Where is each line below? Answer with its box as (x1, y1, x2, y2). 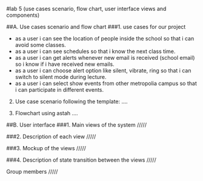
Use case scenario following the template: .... (15, 98, 128, 105)
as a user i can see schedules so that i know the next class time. (15, 48, 176, 55)
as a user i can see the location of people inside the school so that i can (15, 35, 195, 42)
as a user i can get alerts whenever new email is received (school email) (15, 54, 195, 61)
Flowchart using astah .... (15, 110, 78, 116)
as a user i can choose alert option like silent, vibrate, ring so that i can (15, 67, 191, 74)
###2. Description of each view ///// (6, 133, 96, 140)
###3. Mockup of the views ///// (6, 145, 87, 151)
